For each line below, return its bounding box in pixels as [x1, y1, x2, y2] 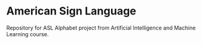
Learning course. [6, 30, 49, 37]
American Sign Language [6, 4, 136, 18]
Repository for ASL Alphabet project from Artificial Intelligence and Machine [6, 24, 196, 31]
